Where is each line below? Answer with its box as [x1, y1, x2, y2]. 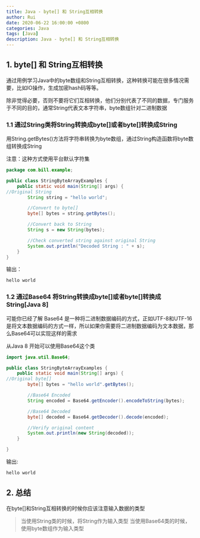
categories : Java [6, 25, 49, 32]
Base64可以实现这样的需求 [11, 329, 77, 336]
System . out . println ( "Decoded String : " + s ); [27, 243, 145, 249]
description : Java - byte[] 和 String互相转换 [6, 36, 119, 42]
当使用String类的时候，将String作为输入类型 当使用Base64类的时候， [20, 517, 190, 524]
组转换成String [6, 143, 42, 150]
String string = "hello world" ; [27, 194, 108, 200]
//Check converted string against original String [27, 237, 156, 244]
